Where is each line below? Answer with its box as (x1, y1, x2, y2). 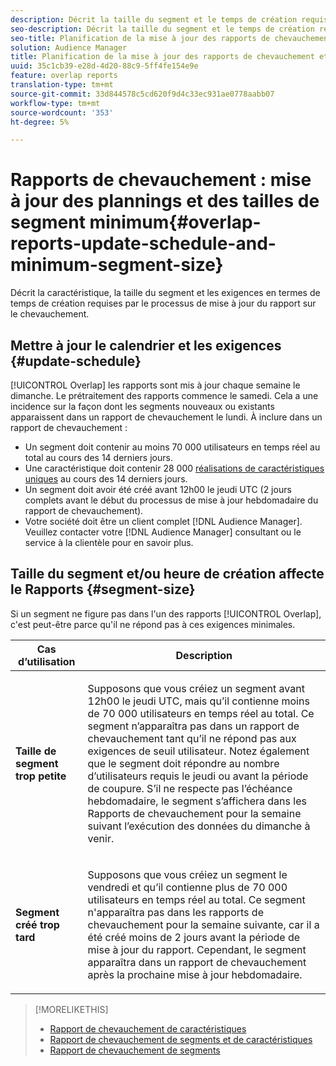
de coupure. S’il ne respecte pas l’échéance (87, 781, 293, 795)
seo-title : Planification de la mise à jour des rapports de (10, 33, 271, 43)
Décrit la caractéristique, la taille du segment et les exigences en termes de (10, 287, 321, 299)
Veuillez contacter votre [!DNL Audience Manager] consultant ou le (24, 526, 302, 538)
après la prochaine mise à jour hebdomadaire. (87, 967, 303, 981)
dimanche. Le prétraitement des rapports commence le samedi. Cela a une (10, 390, 319, 401)
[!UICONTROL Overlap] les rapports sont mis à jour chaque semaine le (10, 379, 301, 391)
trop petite (15, 769, 67, 783)
